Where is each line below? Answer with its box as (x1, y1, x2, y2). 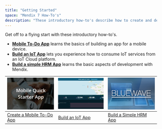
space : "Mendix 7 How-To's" (5, 13, 62, 18)
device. (12, 46, 27, 52)
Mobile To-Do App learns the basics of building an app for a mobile (12, 41, 147, 47)
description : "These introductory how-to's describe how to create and (5, 18, 152, 23)
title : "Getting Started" (5, 8, 57, 13)
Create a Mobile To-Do (7, 112, 53, 118)
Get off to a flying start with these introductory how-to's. (5, 32, 117, 38)
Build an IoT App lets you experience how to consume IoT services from (12, 51, 156, 57)
